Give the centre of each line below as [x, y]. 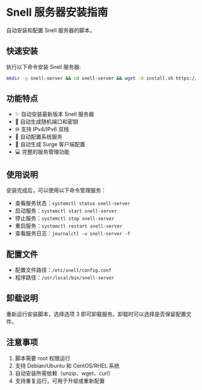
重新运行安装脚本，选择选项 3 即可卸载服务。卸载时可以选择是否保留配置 [96, 314]
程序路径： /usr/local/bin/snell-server [65, 278]
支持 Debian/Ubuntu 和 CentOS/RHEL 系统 [67, 365]
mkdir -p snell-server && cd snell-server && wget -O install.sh [90, 78]
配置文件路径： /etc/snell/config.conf [63, 270]
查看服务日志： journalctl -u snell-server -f [72, 234]
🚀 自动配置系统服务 [38, 137]
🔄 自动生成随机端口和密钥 [46, 122]
